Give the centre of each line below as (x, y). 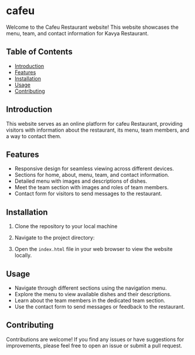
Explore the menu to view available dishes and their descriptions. (93, 294)
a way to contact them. (34, 136)
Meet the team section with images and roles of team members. (91, 187)
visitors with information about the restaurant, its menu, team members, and (97, 130)
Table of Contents (40, 52)
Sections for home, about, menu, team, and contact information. (92, 175)
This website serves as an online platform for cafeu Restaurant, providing (94, 123)
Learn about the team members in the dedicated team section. (90, 300)
